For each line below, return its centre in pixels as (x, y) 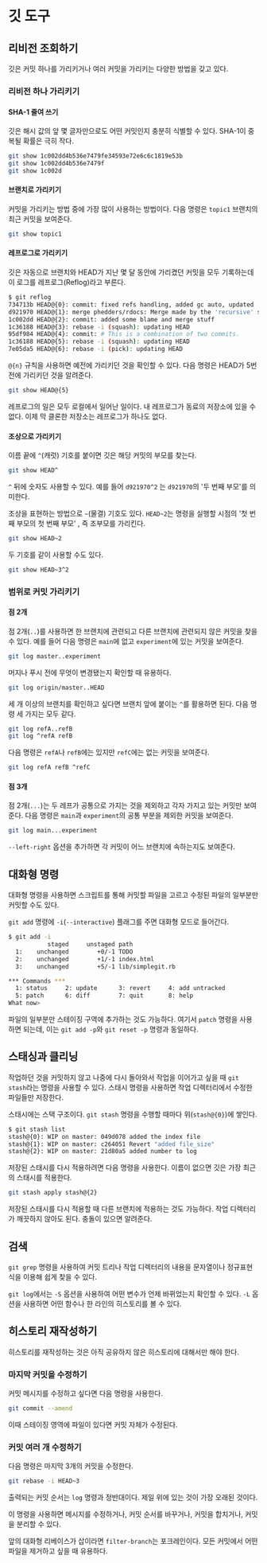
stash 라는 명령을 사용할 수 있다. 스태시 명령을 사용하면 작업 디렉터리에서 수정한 (130, 1087)
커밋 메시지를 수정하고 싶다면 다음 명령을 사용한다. (86, 1393)
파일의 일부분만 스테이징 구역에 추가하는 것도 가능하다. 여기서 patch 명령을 (123, 1019)
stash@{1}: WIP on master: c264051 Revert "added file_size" (112, 1144)
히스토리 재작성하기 (53, 1331)
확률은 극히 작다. (48, 141)
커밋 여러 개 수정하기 (45, 1447)
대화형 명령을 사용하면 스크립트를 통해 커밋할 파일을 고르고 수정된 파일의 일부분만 (133, 895)
